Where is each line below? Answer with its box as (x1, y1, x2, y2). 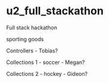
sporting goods (6, 35, 44, 42)
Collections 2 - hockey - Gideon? (6, 70, 88, 77)
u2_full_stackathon (6, 4, 104, 18)
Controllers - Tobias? (6, 47, 58, 54)
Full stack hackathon (6, 24, 57, 31)
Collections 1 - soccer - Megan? (6, 59, 85, 66)
